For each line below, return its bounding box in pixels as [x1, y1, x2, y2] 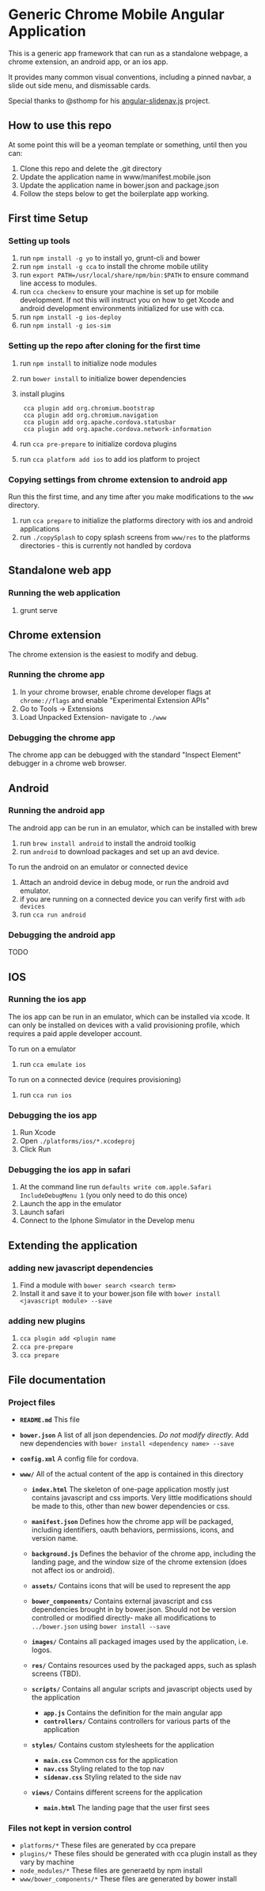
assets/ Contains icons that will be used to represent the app [31, 1581, 231, 1590]
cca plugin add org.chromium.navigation [23, 411, 159, 419]
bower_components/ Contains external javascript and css [31, 1596, 213, 1606]
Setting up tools [8, 236, 70, 247]
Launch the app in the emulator [19, 1199, 122, 1208]
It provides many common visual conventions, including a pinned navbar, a [8, 72, 252, 81]
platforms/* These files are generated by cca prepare [19, 1840, 196, 1850]
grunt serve [19, 605, 58, 615]
